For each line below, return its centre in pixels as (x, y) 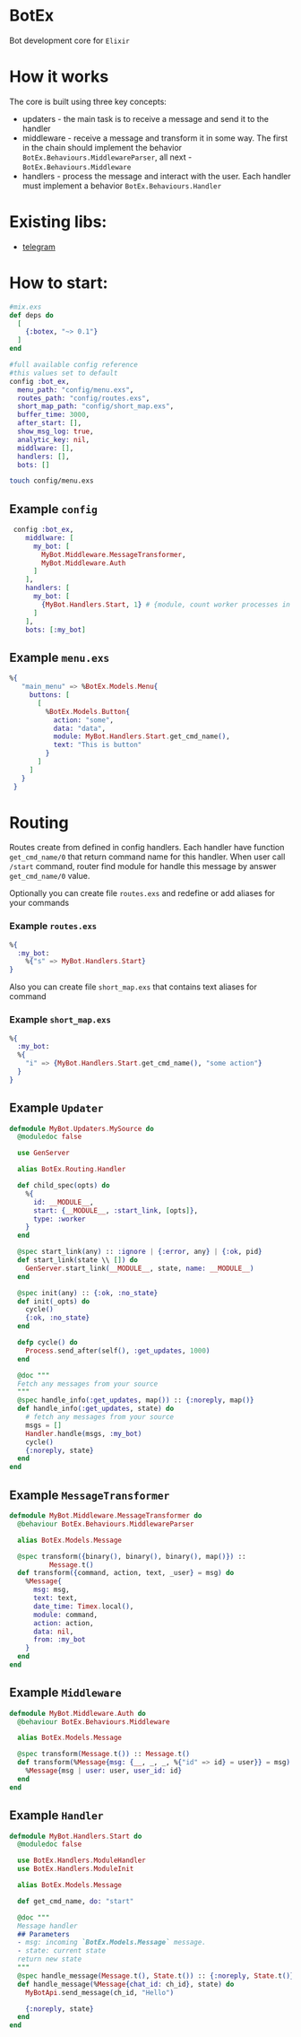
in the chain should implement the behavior (102, 147)
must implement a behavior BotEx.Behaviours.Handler (122, 186)
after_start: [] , (50, 423)
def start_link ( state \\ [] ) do (78, 1260)
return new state (50, 1959)
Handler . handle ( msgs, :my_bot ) (84, 1433)
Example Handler (56, 1816)
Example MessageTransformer (90, 1495)
